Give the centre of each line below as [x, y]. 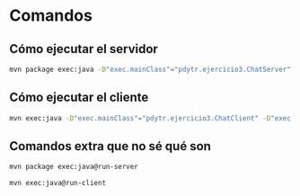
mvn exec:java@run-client [57, 183]
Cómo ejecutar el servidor [84, 49]
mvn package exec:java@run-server [74, 167]
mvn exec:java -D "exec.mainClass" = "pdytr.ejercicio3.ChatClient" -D [140, 118]
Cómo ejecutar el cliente [79, 98]
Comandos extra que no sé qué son [110, 146]
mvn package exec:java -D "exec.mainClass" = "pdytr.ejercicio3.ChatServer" [150, 69]
